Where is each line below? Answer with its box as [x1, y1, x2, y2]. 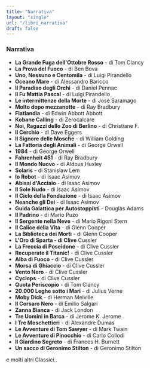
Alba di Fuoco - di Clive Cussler [14, 255, 94, 263]
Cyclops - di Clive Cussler [14, 274, 80, 281]
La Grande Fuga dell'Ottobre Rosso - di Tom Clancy [14, 59, 144, 66]
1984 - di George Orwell [14, 148, 75, 155]
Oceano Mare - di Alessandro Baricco [14, 78, 109, 85]
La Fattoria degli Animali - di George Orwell [14, 141, 124, 148]
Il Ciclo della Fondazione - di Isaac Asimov [14, 192, 121, 199]
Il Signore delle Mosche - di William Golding [14, 135, 124, 142]
